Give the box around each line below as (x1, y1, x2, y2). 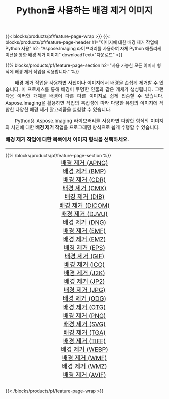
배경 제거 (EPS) (63, 244, 106, 252)
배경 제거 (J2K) (64, 269, 105, 277)
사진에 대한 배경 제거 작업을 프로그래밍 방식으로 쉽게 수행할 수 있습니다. (11, 124, 160, 131)
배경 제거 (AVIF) (63, 371, 106, 379)
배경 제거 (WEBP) (61, 345, 108, 353)
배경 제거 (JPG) (63, 286, 106, 294)
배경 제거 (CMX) (62, 184, 107, 192)
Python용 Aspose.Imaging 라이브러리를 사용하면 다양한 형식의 (15, 118, 149, 124)
